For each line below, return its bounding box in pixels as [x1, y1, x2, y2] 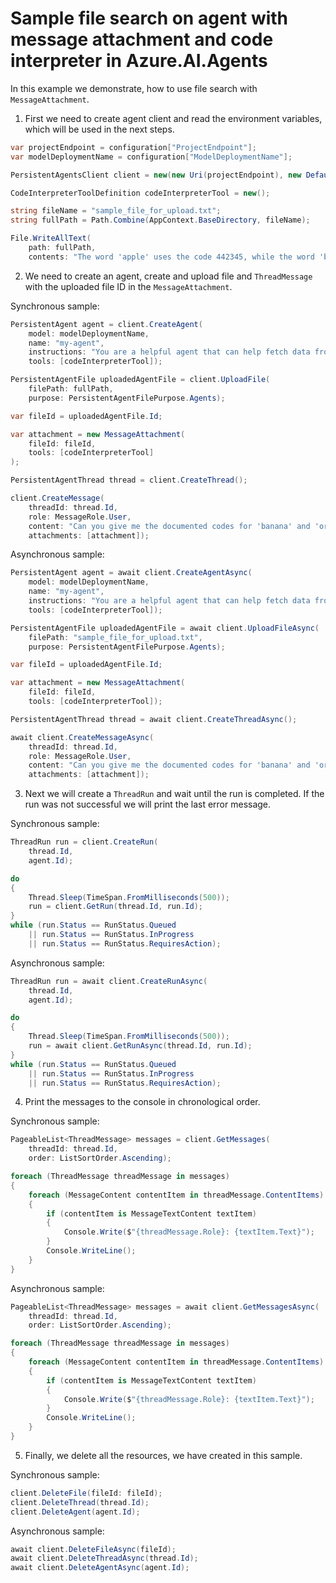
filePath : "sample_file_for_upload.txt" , [28, 632, 203, 642]
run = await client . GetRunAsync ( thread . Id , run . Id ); [28, 1041, 253, 1051]
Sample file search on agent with [10, 7, 289, 30]
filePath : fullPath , [28, 384, 114, 394]
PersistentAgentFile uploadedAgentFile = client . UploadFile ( [10, 375, 271, 385]
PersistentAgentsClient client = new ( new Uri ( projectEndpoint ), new [10, 170, 302, 180]
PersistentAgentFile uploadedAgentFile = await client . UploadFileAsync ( [10, 623, 320, 633]
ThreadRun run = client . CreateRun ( [10, 837, 159, 847]
